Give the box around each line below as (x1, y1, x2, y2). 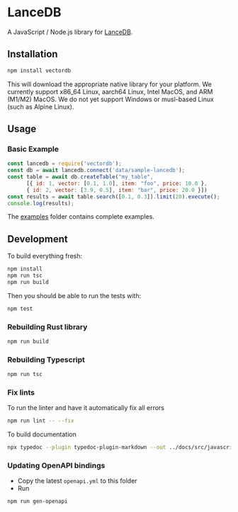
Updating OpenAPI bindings (7, 461, 106, 471)
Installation (7, 48, 58, 60)
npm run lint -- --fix (7, 417, 74, 425)
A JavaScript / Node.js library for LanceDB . (7, 28, 133, 36)
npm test (7, 305, 33, 312)
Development (7, 233, 69, 245)
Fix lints (7, 387, 35, 397)
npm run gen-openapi (7, 498, 69, 505)
